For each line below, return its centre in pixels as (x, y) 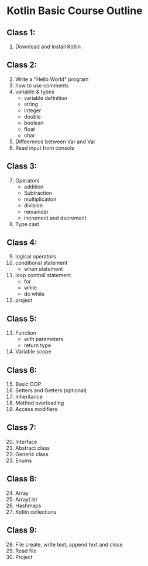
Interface (26, 442)
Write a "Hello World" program (52, 79)
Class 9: (22, 530)
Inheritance (29, 397)
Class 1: (21, 33)
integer (32, 110)
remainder (36, 211)
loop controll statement (43, 275)
